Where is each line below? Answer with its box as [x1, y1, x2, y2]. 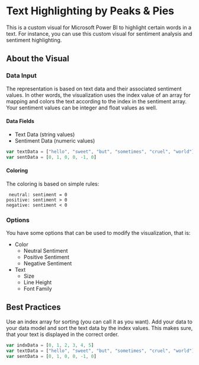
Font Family [23, 285, 52, 292]
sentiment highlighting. [6, 36, 62, 43]
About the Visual [6, 54, 69, 64]
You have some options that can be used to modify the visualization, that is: [6, 229, 191, 237]
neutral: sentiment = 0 [8, 191, 68, 197]
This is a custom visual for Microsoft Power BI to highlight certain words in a [6, 24, 191, 31]
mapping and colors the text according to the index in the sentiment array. [6, 97, 187, 105]
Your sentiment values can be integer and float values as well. [6, 104, 158, 111]
